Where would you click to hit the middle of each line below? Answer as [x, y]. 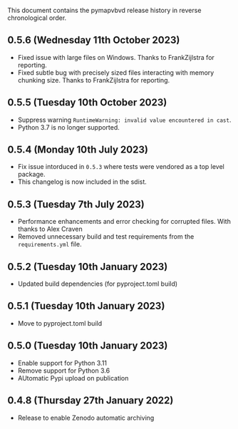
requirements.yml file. [50, 244]
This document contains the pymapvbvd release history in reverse [104, 10]
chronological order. [37, 18]
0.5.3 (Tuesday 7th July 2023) [76, 204]
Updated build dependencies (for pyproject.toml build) [98, 284]
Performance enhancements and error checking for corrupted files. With [124, 222]
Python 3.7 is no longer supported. [68, 127]
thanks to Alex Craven [50, 229]
